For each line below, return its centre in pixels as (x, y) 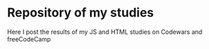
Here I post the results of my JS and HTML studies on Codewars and (105, 32)
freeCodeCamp (29, 39)
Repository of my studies (80, 13)
